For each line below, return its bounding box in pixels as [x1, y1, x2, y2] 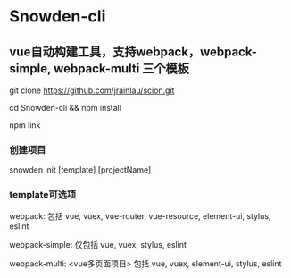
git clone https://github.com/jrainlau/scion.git [9, 85, 175, 96]
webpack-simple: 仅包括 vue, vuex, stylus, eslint [9, 239, 187, 249]
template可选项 [9, 189, 77, 201]
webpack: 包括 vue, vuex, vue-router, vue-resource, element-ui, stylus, [9, 210, 271, 221]
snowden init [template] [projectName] [9, 164, 152, 175]
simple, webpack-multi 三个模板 [9, 61, 190, 76]
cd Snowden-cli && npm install [9, 103, 122, 113]
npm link [9, 120, 41, 131]
